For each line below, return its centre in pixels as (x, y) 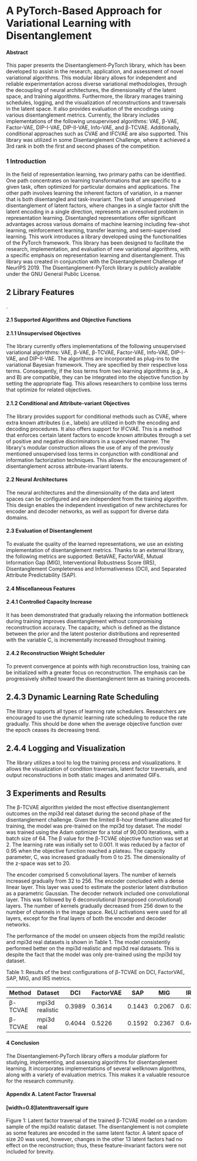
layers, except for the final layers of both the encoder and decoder (86, 918)
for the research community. (40, 1081)
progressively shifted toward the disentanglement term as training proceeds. (98, 679)
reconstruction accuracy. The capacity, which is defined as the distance (93, 627)
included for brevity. (30, 1152)
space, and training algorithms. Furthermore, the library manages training (95, 96)
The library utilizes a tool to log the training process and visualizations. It (94, 762)
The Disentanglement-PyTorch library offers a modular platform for (87, 1056)
